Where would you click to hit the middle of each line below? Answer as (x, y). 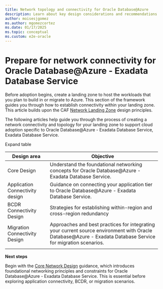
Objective (103, 156)
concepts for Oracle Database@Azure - (95, 170)
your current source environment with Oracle (101, 230)
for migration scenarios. (77, 242)
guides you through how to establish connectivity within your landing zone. (80, 105)
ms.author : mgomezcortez (30, 23)
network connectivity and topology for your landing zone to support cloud (79, 125)
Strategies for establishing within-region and (101, 208)
